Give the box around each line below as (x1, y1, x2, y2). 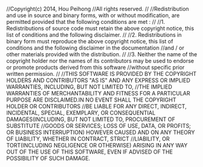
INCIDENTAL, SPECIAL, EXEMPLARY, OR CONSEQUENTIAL (6, 109, 155, 116)
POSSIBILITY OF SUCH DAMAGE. (6, 155, 90, 161)
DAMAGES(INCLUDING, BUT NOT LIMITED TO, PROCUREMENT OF (6, 116, 176, 123)
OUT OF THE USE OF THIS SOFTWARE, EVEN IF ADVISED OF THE (6, 148, 173, 155)
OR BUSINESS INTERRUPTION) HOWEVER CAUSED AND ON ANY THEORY (6, 128, 195, 136)
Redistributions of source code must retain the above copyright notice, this (6, 24, 194, 32)
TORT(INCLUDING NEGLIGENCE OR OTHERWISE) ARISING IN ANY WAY (6, 142, 188, 149)
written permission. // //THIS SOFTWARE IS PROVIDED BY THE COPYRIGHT (6, 70, 197, 77)
